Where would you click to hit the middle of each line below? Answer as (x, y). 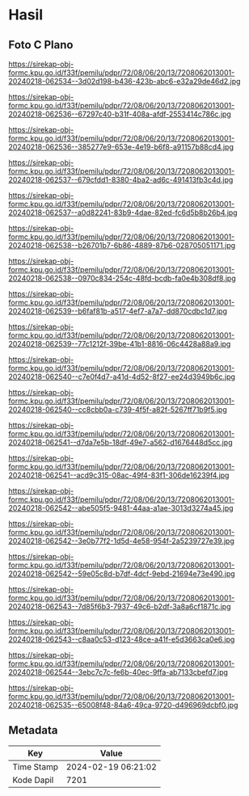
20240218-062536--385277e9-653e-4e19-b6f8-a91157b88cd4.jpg (121, 147)
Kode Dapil (33, 780)
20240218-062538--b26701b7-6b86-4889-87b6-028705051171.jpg (122, 245)
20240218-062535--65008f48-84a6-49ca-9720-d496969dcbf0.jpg (123, 705)
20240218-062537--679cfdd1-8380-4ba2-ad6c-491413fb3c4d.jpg (121, 180)
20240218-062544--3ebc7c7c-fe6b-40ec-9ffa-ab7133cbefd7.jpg (118, 672)
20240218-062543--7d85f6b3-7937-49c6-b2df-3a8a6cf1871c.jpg (120, 606)
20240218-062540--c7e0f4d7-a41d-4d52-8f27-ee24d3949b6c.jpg (122, 377)
